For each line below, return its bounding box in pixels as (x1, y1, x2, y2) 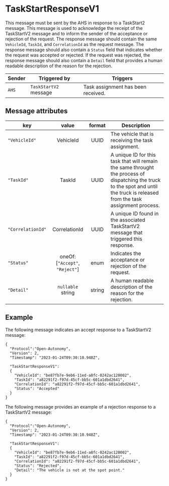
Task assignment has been (83, 83, 147, 90)
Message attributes (5, 107, 68, 115)
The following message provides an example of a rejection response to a (5, 404, 156, 410)
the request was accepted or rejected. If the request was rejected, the (5, 52, 150, 58)
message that (110, 229, 143, 236)
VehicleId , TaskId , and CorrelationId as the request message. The (5, 41, 144, 47)
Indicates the (110, 250, 141, 257)
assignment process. (110, 202, 160, 209)
